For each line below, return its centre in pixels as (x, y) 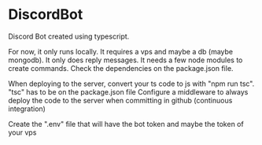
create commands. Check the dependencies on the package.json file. (121, 68)
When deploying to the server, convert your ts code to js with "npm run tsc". (131, 84)
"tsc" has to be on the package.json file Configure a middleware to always (128, 91)
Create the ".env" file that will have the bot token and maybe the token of (126, 124)
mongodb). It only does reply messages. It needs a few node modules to (125, 60)
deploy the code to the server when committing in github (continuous (120, 100)
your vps (22, 132)
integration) (27, 109)
